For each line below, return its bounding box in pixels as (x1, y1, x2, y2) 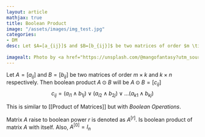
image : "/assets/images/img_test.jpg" (6, 26, 105, 32)
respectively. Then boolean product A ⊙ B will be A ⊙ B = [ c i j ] (6, 79, 162, 88)
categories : (6, 32, 37, 38)
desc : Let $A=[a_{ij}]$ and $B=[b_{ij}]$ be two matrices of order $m (6, 43, 190, 49)
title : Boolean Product (6, 20, 67, 26)
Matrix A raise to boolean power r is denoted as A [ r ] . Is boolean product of (6, 115, 193, 123)
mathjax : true (6, 15, 43, 21)
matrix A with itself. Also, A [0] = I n (6, 122, 92, 132)
